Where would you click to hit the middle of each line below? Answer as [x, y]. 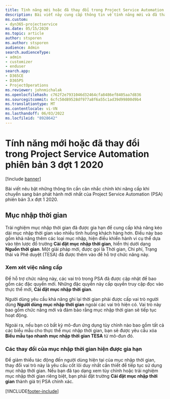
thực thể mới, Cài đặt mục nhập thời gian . [49, 289]
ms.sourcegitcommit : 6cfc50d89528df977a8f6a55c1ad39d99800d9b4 [73, 99]
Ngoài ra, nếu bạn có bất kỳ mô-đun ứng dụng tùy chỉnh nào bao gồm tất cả [85, 325]
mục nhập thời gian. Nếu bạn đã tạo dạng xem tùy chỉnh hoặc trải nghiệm [82, 371]
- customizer [19, 62]
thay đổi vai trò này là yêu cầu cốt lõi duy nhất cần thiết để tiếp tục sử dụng [84, 366]
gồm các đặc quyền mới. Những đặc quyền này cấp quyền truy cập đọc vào [84, 284]
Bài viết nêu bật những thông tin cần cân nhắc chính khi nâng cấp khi [77, 188]
